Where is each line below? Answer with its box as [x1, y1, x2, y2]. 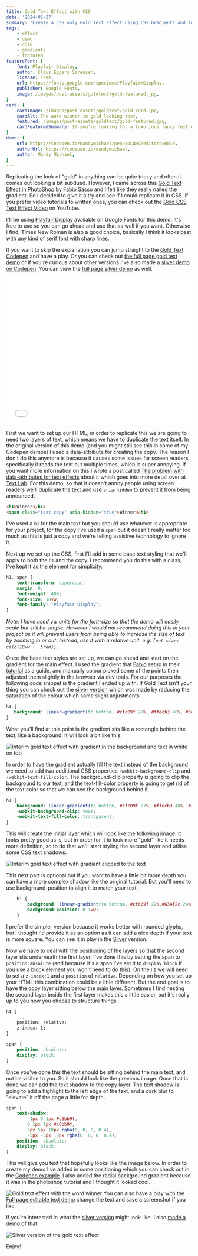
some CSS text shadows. [6, 849, 67, 856]
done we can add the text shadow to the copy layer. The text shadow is [6, 1081, 180, 1088]
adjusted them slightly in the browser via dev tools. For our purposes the [6, 673, 182, 680]
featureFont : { [6, 58, 44, 64]
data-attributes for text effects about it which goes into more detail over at [6, 473, 186, 481]
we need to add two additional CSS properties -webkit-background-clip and [6, 767, 190, 774]
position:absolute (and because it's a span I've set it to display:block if [6, 959, 183, 966]
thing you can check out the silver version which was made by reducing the [6, 686, 190, 693]
